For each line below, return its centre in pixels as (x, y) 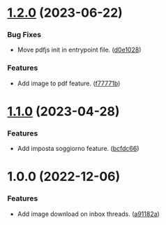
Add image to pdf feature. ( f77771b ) (69, 83)
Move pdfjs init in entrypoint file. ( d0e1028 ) (79, 50)
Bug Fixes (24, 35)
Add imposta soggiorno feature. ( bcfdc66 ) (78, 149)
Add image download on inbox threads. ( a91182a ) (89, 214)
